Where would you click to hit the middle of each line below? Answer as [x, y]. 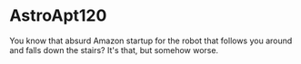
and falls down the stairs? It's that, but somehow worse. [114, 50]
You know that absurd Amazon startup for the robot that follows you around [151, 41]
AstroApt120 [58, 16]
